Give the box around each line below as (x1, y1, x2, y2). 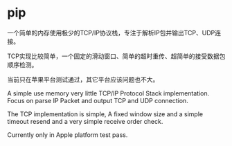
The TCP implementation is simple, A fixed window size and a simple (7, 109, 203, 118)
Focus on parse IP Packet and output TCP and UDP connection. (7, 96, 188, 104)
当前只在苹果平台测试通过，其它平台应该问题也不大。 (7, 75, 159, 84)
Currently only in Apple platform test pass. (7, 130, 128, 139)
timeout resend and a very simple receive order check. (7, 117, 163, 125)
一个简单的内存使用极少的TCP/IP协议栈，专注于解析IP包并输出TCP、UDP (7, 28, 215, 37)
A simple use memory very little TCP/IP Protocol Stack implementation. (7, 89, 210, 98)
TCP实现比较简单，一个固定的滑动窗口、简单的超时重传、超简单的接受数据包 (7, 52, 226, 60)
